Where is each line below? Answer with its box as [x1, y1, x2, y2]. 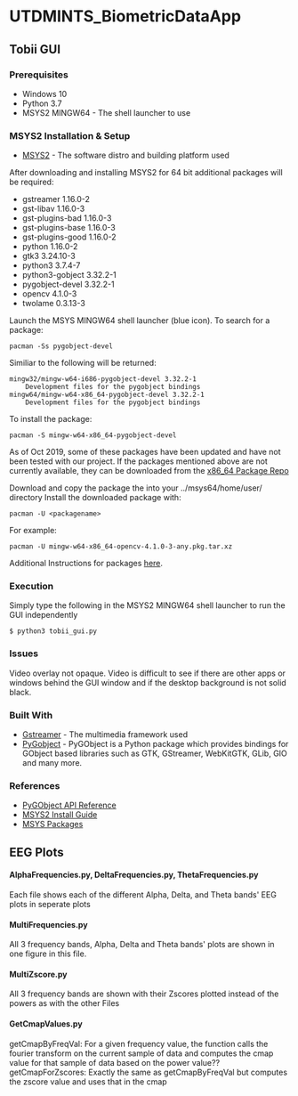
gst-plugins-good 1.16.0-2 [21, 231, 117, 242]
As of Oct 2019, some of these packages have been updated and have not [9, 447, 282, 458]
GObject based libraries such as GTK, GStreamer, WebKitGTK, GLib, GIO [21, 748, 287, 759]
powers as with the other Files [9, 998, 120, 1009]
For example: [9, 525, 58, 536]
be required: [9, 176, 54, 188]
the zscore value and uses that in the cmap [9, 1076, 167, 1087]
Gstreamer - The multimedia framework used [21, 729, 189, 740]
